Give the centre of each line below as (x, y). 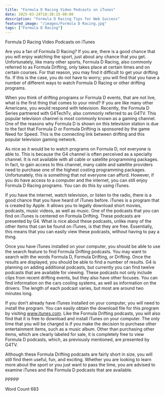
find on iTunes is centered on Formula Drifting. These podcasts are (73, 216)
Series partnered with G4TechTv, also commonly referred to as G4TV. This (81, 113)
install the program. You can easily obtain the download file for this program (82, 308)
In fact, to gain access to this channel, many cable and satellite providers (79, 165)
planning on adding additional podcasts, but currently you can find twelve (80, 267)
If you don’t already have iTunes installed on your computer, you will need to (82, 303)
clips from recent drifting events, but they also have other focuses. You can (82, 278)
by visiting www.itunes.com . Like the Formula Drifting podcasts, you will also (83, 313)
